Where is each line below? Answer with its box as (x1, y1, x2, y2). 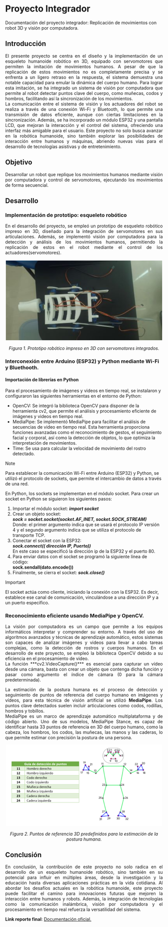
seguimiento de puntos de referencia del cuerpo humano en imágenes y (5, 692, 163, 698)
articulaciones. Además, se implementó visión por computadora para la (5, 234, 163, 240)
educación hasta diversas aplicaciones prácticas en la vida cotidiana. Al (5, 880, 163, 886)
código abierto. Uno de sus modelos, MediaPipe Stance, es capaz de (5, 719, 163, 725)
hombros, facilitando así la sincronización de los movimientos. (5, 95, 133, 101)
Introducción (5, 40, 46, 48)
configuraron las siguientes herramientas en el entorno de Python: (5, 393, 142, 399)
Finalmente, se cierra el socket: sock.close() (12, 570, 105, 576)
